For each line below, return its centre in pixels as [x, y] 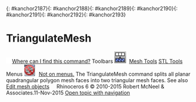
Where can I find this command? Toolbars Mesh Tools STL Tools [97, 61]
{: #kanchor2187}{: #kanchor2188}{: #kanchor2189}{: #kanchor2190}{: [92, 8]
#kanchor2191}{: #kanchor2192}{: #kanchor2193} [66, 15]
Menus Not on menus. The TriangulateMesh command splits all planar [98, 74]
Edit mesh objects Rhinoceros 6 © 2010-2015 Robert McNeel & [85, 86]
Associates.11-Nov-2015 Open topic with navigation [68, 93]
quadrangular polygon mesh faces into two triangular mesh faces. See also [97, 80]
